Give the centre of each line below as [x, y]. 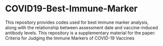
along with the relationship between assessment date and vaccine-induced [81, 27]
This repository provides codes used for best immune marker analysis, [77, 22]
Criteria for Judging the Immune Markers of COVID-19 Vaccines [70, 38]
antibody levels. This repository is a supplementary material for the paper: [80, 33]
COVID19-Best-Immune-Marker [71, 9]
